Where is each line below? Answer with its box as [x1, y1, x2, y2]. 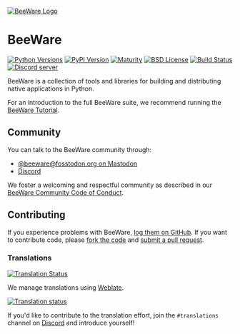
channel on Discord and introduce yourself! [7, 318, 135, 327]
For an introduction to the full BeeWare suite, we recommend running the [7, 98, 221, 106]
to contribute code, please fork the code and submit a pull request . [7, 236, 204, 244]
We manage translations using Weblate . [7, 283, 124, 292]
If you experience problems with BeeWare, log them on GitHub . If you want [7, 228, 227, 236]
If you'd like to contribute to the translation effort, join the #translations [7, 310, 219, 319]
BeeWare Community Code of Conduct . [7, 188, 124, 196]
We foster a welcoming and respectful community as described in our [7, 181, 213, 189]
